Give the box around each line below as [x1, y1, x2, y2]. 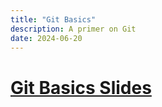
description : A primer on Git [10, 24, 137, 34]
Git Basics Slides [10, 76, 152, 99]
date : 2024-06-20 [10, 33, 83, 43]
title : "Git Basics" [10, 14, 97, 25]
